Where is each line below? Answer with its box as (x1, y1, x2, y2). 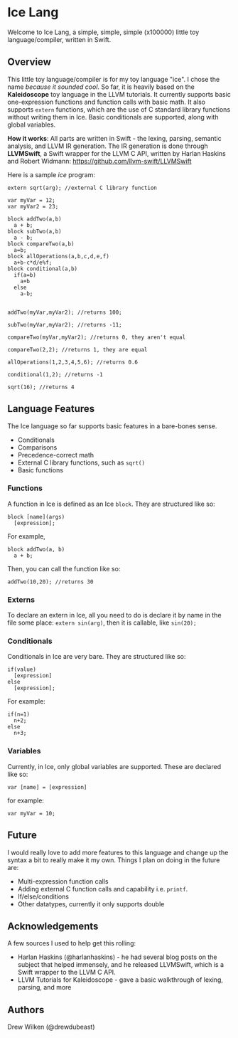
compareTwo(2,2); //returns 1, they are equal (7, 346, 148, 353)
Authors (7, 1004, 45, 1016)
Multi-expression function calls (17, 877, 109, 886)
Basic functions (17, 465, 64, 474)
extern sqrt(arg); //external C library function (7, 184, 158, 191)
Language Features (7, 403, 95, 415)
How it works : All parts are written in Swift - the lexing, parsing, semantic (7, 134, 222, 142)
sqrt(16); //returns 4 (7, 383, 75, 391)
